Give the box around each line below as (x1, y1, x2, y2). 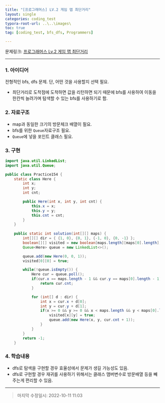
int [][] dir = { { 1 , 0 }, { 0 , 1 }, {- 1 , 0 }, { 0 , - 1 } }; (23, 236, 135, 241)
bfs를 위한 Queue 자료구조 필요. (12, 127, 71, 133)
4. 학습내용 (5, 353, 30, 360)
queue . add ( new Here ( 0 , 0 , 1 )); (23, 254, 87, 259)
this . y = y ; (31, 208, 56, 213)
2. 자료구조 (5, 109, 30, 116)
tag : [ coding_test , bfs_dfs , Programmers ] (5, 30, 93, 35)
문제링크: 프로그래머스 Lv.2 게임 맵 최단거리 (5, 49, 88, 54)
